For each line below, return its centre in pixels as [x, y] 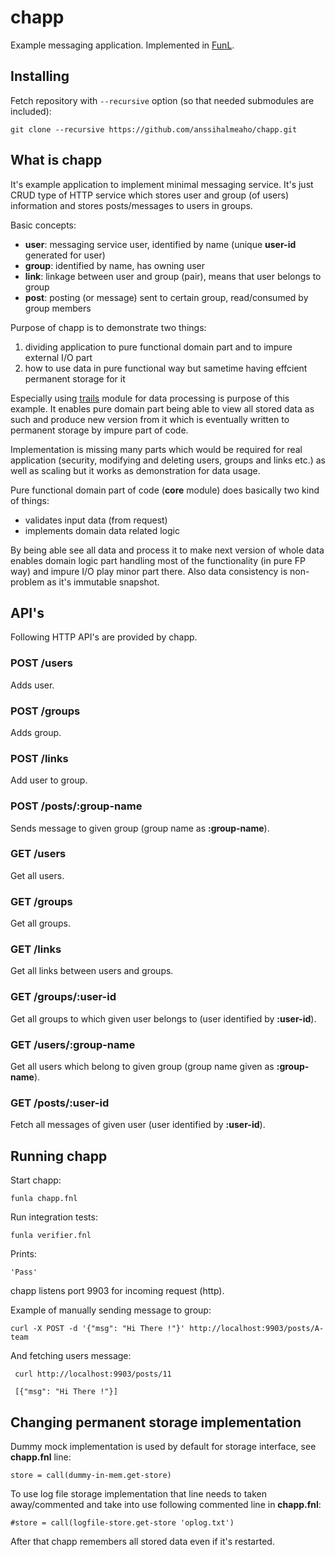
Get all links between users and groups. [92, 971]
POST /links [39, 758]
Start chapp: [36, 1180]
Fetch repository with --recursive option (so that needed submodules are [162, 100]
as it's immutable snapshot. [103, 582]
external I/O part [58, 357]
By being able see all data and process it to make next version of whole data [167, 550]
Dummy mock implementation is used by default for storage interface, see [163, 1446]
